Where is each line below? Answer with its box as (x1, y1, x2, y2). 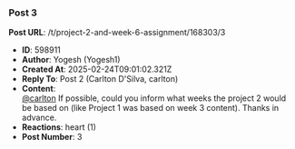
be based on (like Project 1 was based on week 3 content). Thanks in (21, 103, 280, 114)
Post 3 (8, 6, 38, 19)
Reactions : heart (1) (21, 122, 97, 133)
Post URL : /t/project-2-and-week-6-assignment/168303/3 (8, 27, 226, 38)
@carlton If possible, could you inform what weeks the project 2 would (21, 93, 287, 104)
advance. (21, 112, 57, 124)
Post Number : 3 (21, 132, 83, 143)
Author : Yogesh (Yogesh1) (21, 55, 121, 65)
